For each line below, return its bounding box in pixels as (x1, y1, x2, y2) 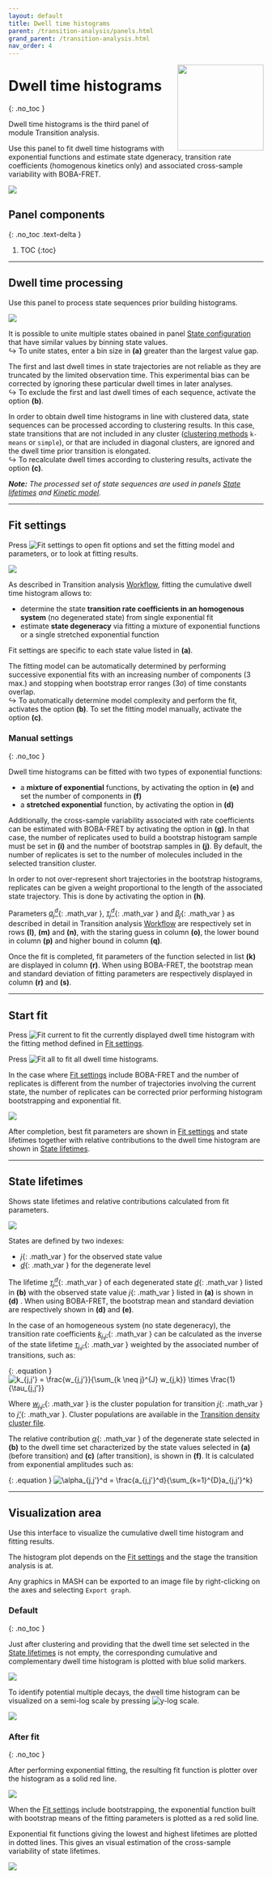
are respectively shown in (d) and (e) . (8, 1305, 134, 1315)
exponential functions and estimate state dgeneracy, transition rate (8, 152, 232, 162)
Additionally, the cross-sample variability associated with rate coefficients (8, 815, 255, 825)
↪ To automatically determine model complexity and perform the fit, (8, 695, 237, 705)
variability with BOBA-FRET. (8, 169, 101, 179)
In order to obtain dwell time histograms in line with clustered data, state (8, 411, 249, 421)
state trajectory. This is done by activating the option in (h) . (8, 891, 206, 901)
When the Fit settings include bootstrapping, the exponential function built (8, 1805, 257, 1814)
